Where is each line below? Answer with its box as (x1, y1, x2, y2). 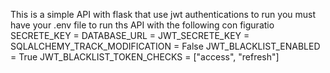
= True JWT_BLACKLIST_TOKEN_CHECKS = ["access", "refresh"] (10, 51, 280, 63)
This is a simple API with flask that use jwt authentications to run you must (10, 9, 317, 20)
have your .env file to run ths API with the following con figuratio (10, 19, 275, 31)
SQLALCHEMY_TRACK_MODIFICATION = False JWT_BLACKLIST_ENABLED (10, 40, 321, 52)
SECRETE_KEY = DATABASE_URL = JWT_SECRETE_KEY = (10, 30, 250, 41)
